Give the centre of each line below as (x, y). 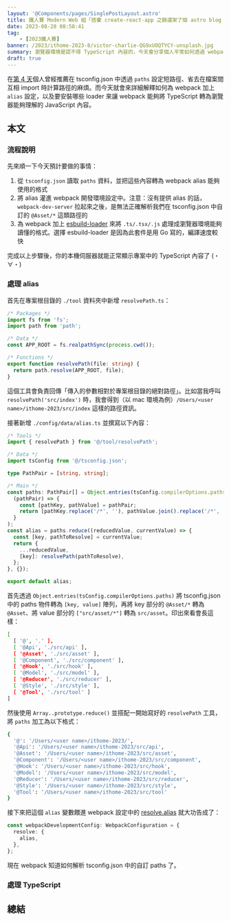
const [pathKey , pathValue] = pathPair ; (78, 505)
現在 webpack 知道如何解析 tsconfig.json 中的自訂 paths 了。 (93, 865)
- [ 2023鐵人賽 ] (40, 39)
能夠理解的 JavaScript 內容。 (54, 105)
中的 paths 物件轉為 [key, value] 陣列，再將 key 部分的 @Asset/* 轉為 (106, 605)
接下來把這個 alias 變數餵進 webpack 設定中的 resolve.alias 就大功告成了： (114, 812)
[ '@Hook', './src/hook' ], (54, 667)
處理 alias (23, 284)
